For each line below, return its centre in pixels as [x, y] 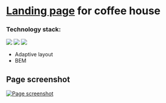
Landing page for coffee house [83, 11]
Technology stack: [33, 30]
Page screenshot [38, 79]
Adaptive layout [34, 54]
